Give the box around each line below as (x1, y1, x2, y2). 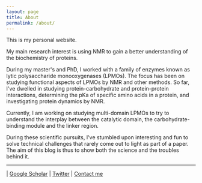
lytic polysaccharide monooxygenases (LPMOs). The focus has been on (6, 73, 185, 80)
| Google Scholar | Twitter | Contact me (6, 170, 103, 178)
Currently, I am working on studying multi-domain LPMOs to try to (6, 109, 170, 117)
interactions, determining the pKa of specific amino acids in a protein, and (6, 91, 189, 99)
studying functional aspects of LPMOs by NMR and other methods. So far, (6, 79, 189, 86)
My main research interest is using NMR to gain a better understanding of (6, 48, 188, 55)
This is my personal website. (6, 37, 77, 44)
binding (6, 122, 25, 130)
